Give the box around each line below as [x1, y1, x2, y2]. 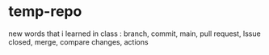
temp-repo [8, 2, 82, 21]
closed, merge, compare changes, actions [8, 37, 149, 46]
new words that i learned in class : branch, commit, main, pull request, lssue [8, 29, 261, 38]
